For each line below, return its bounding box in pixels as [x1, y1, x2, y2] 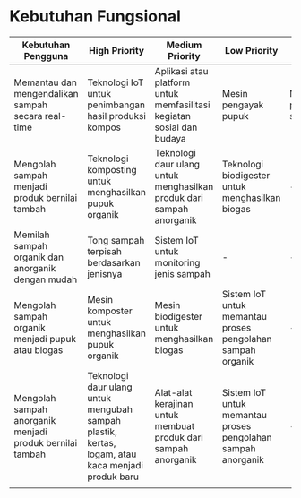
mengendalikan [13, 87, 79, 99]
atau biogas [13, 343, 64, 356]
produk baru [87, 470, 140, 483]
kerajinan [154, 397, 194, 409]
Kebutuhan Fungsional [9, 6, 181, 27]
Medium [166, 39, 202, 51]
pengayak [222, 99, 264, 111]
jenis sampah [154, 267, 211, 279]
